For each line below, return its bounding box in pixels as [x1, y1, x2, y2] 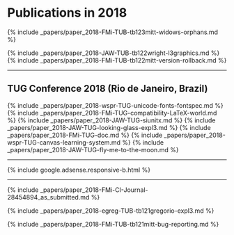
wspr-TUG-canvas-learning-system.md [7, 138, 120, 147]
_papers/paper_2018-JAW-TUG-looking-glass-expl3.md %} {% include [7, 123, 211, 131]
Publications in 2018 [7, 5, 127, 21]
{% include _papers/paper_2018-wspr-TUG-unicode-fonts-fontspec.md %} [7, 101, 224, 109]
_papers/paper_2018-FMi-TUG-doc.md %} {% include [7, 131, 163, 139]
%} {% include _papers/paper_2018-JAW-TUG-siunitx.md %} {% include [7, 116, 216, 124]
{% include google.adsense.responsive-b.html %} [7, 165, 151, 174]
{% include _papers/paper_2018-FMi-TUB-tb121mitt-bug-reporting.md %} [7, 220, 219, 228]
